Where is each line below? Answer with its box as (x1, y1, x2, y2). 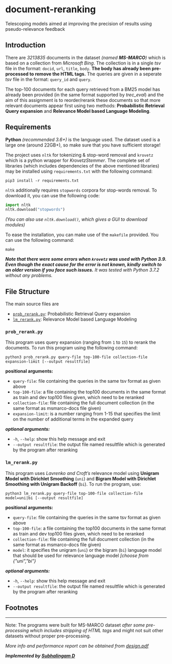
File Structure (5, 287, 50, 296)
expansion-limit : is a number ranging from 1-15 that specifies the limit (12, 411, 161, 417)
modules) (5, 222, 26, 228)
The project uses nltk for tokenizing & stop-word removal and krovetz (5, 152, 154, 158)
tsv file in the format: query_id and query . (5, 76, 92, 82)
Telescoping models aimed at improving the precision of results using (5, 20, 152, 27)
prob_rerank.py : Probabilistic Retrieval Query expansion (12, 311, 131, 317)
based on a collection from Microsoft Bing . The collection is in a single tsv (5, 60, 161, 66)
